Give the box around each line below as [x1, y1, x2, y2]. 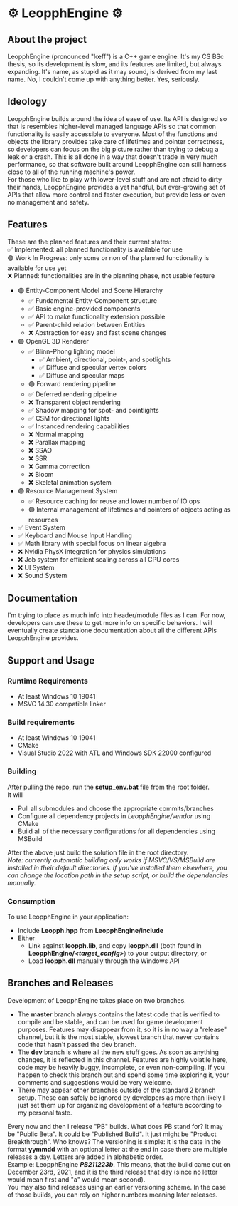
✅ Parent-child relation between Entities [28, 320, 146, 329]
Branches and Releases [7, 977, 114, 989]
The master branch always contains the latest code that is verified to [17, 1010, 220, 1019]
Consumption [7, 896, 55, 906]
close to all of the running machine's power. [7, 167, 136, 176]
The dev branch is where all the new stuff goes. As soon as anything [17, 1048, 219, 1056]
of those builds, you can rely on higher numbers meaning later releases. [7, 1190, 218, 1199]
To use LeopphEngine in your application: [7, 912, 129, 921]
